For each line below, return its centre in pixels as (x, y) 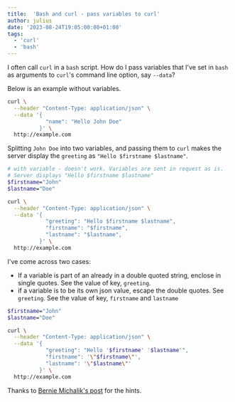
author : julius (30, 21)
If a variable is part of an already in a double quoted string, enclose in (119, 275)
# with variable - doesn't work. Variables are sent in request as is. (115, 169)
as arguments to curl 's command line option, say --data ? (91, 75)
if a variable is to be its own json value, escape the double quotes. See (121, 290)
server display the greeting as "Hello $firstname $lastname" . (98, 156)
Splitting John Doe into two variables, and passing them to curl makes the (115, 148)
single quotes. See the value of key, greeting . (84, 282)
